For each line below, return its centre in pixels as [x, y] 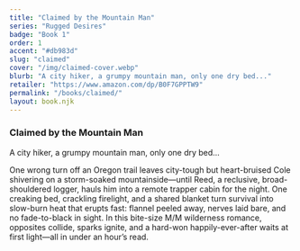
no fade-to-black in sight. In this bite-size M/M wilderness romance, [136, 218]
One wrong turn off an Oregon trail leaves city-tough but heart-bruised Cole [150, 170]
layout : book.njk [42, 101]
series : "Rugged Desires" [58, 26]
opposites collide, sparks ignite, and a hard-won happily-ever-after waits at [149, 227]
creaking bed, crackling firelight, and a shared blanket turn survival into [141, 198]
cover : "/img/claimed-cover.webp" [74, 68]
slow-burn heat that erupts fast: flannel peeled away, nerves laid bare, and [148, 208]
